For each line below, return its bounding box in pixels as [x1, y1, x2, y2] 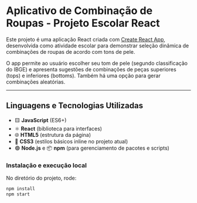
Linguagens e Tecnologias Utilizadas [6, 101, 144, 111]
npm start [6, 191, 30, 197]
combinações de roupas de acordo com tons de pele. [6, 48, 135, 55]
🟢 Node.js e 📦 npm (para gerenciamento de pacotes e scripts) [14, 144, 170, 152]
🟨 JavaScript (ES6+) [14, 116, 67, 123]
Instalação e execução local [6, 161, 87, 169]
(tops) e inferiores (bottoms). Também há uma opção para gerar [6, 72, 161, 79]
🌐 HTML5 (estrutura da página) [14, 131, 91, 138]
